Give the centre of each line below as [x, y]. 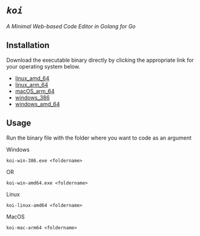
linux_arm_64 [32, 84]
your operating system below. [43, 66]
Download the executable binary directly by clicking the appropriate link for [100, 60]
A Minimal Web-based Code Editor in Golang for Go [71, 26]
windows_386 [32, 97]
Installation [28, 45]
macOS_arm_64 [35, 91]
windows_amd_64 [38, 104]
